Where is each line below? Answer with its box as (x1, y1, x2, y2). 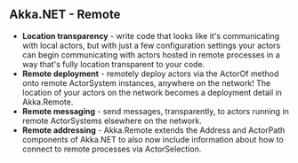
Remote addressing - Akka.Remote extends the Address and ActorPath (21, 124, 286, 136)
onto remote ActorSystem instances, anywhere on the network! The (21, 77, 271, 88)
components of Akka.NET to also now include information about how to (21, 134, 285, 144)
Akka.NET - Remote (9, 7, 121, 22)
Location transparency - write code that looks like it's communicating (21, 30, 280, 41)
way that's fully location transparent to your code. (21, 58, 205, 69)
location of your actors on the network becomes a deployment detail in (21, 87, 283, 97)
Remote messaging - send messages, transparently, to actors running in (21, 105, 289, 116)
